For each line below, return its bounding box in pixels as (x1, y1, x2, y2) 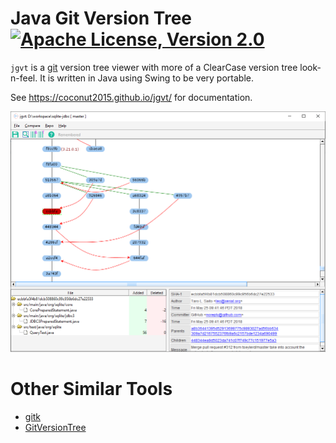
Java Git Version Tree (10, 7, 192, 30)
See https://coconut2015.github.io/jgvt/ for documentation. (10, 91, 253, 103)
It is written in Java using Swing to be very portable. (39, 72, 254, 84)
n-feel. (10, 72, 38, 84)
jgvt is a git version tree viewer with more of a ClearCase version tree (10, 61, 298, 73)
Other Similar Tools (10, 377, 173, 400)
